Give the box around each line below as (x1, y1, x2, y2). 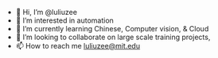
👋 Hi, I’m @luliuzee (15, 8, 78, 16)
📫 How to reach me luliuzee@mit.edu (15, 42, 141, 50)
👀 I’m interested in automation (15, 16, 114, 25)
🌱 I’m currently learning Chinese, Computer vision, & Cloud (15, 24, 209, 33)
